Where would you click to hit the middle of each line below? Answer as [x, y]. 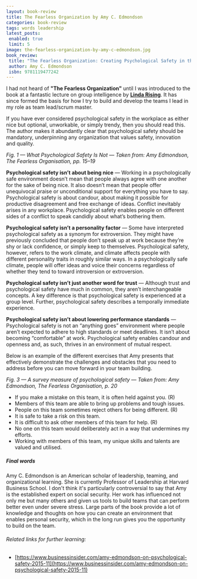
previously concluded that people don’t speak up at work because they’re [95, 240]
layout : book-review [31, 11]
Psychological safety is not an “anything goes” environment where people [96, 326]
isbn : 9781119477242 [34, 72]
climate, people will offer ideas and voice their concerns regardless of [90, 265]
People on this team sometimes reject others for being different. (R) [96, 410]
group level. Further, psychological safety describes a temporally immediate [98, 302]
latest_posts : [23, 34]
